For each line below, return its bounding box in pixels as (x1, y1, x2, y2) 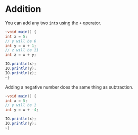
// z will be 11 (5, 48, 39, 53)
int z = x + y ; (5, 52, 37, 57)
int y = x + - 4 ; (5, 107, 39, 112)
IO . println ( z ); (5, 70, 37, 75)
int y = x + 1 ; (5, 43, 37, 48)
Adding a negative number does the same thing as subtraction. (5, 84, 134, 90)
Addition (5, 3, 41, 15)
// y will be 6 (5, 39, 37, 44)
